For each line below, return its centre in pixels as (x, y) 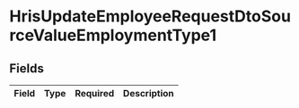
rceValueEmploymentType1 (113, 35)
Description (149, 93)
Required (95, 93)
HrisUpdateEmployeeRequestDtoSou (150, 17)
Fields (27, 68)
